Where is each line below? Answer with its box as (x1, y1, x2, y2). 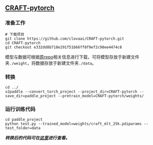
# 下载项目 (5, 32, 25, 37)
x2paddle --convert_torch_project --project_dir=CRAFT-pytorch (5, 89, 138, 94)
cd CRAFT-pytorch (5, 40, 41, 46)
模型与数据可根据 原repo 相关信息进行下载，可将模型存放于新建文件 (5, 54, 140, 60)
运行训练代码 (5, 105, 36, 112)
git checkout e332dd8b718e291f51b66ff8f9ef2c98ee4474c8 (5, 45, 122, 49)
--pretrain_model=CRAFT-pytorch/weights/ (58, 93, 144, 98)
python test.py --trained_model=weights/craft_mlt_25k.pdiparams (5, 121, 142, 126)
